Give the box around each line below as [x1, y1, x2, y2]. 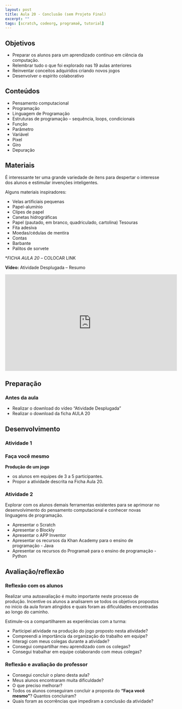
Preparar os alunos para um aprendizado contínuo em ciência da [12, 52, 143, 58]
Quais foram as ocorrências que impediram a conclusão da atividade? [12, 698, 154, 704]
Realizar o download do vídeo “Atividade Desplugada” [12, 405, 121, 411]
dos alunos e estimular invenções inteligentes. [5, 180, 99, 185]
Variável [12, 131, 29, 137]
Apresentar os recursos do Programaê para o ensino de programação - [12, 548, 156, 554]
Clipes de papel [12, 209, 44, 215]
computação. [12, 57, 39, 63]
